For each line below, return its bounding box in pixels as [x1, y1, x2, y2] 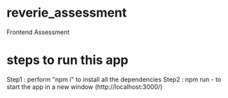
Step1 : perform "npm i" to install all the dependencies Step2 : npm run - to [6, 75, 222, 83]
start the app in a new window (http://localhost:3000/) [6, 82, 163, 91]
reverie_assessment [6, 5, 127, 21]
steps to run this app [6, 52, 129, 68]
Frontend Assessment [6, 28, 70, 36]
